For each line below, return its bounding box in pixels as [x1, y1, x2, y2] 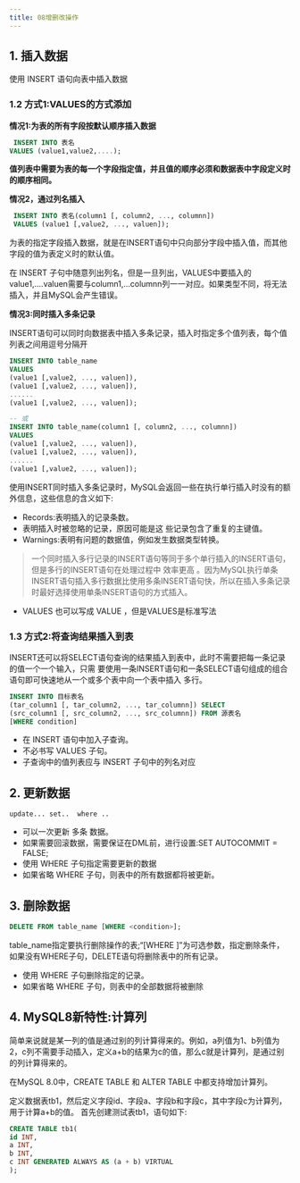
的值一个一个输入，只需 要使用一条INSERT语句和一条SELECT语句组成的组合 [9, 663, 288, 674]
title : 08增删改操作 [9, 13, 79, 22]
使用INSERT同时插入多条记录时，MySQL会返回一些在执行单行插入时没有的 [9, 482, 283, 492]
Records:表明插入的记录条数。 [21, 511, 134, 523]
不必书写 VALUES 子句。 [21, 745, 112, 756]
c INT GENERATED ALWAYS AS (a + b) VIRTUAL [9, 1158, 174, 1167]
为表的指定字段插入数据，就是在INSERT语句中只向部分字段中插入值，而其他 [9, 238, 287, 248]
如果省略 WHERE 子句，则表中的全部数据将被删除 [21, 980, 204, 992]
